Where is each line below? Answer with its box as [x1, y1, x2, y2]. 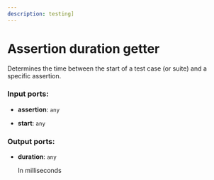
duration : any [17, 152, 57, 161]
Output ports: [7, 136, 55, 146]
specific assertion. [7, 71, 62, 80]
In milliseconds [17, 167, 62, 175]
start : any [17, 119, 46, 127]
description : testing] [7, 10, 74, 18]
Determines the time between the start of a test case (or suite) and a [7, 64, 208, 73]
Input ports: [7, 89, 49, 99]
